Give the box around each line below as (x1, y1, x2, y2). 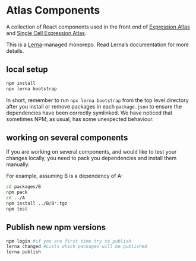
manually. (6, 161, 30, 168)
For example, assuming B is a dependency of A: (6, 173, 123, 180)
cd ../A (6, 195, 26, 201)
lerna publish (6, 249, 42, 255)
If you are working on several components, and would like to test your (6, 148, 177, 155)
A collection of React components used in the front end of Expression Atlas (6, 23, 190, 30)
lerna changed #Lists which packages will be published (6, 244, 147, 250)
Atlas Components (6, 4, 100, 17)
